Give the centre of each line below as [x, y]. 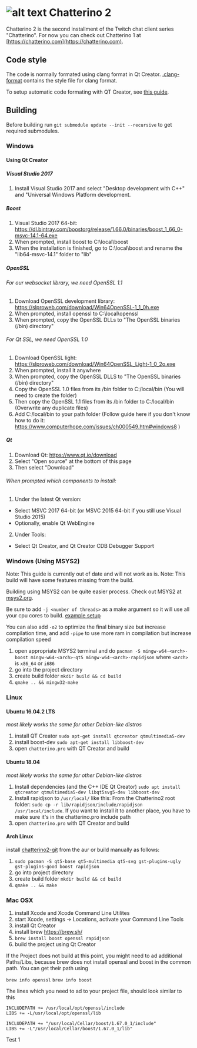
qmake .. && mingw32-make [46, 683]
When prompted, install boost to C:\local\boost [71, 242]
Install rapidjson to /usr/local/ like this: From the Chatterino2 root [95, 798]
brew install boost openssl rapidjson [62, 939]
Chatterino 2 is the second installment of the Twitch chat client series [90, 29]
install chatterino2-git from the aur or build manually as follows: [83, 849]
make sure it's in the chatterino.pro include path [73, 816]
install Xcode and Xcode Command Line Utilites [72, 913]
